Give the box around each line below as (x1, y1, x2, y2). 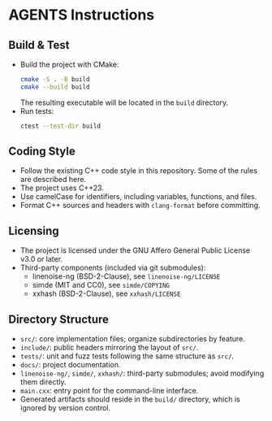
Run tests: (19, 106, 54, 115)
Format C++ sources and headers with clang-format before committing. (19, 201, 261, 210)
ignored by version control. (19, 403, 111, 413)
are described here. (19, 175, 87, 184)
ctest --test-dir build (19, 122, 101, 130)
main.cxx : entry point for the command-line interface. (19, 386, 199, 396)
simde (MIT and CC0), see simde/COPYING (32, 280, 171, 290)
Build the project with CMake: (19, 59, 119, 69)
